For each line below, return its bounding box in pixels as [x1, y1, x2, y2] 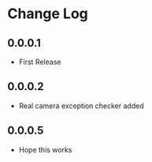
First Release [18, 57, 61, 66]
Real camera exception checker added [18, 100, 144, 111]
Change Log [7, 5, 88, 23]
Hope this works [18, 145, 72, 154]
